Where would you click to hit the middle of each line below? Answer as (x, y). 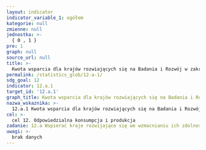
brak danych (27, 137)
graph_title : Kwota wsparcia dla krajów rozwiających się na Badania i (100, 97)
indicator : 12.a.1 (30, 86)
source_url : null (29, 58)
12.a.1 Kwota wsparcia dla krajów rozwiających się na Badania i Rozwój (107, 109)
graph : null (21, 52)
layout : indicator (30, 12)
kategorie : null (27, 23)
